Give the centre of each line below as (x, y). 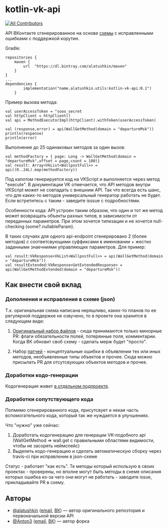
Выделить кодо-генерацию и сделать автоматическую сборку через (87, 451)
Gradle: (13, 48)
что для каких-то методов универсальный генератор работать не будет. (83, 195)
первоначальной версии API (43, 516)
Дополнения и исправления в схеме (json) (60, 299)
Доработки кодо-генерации (42, 375)
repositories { (21, 57)
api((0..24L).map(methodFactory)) (41, 170)
